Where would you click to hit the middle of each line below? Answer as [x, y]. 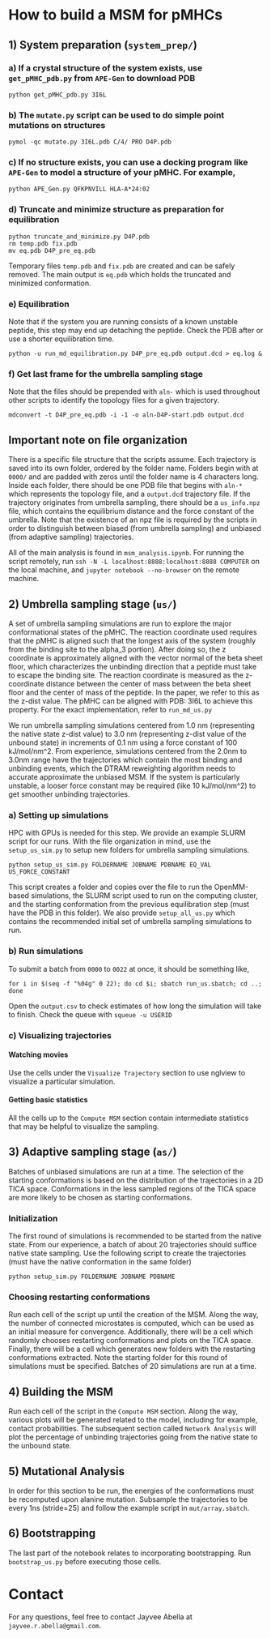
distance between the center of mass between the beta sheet [148, 683]
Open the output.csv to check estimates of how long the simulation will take [135, 1006]
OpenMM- [231, 887]
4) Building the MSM [61, 1392]
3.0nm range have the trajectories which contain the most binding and [125, 759]
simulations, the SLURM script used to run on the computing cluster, [145, 896]
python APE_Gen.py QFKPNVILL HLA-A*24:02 [79, 189]
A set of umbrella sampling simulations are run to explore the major [120, 623]
